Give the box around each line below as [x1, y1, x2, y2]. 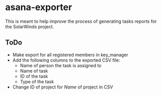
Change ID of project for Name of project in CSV [12, 84, 113, 90]
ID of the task [20, 73, 48, 79]
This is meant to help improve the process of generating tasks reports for [5, 18, 157, 24]
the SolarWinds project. [5, 23, 54, 29]
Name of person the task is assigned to [20, 62, 102, 68]
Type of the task [20, 78, 54, 84]
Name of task [20, 68, 48, 74]
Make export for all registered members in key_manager [12, 52, 128, 58]
